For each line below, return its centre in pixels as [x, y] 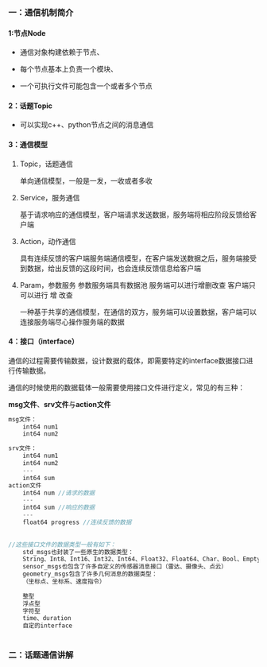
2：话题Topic [31, 106]
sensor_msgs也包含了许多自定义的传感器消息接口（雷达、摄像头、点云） [125, 567]
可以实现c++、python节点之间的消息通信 [87, 125]
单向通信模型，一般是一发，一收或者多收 [86, 180]
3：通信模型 [28, 144]
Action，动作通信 [48, 241]
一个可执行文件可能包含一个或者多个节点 [86, 86]
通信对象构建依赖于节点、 [62, 52]
